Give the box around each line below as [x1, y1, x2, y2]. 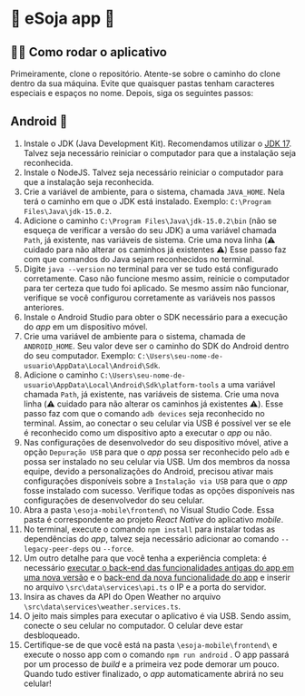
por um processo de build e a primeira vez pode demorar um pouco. [23, 658, 280, 670]
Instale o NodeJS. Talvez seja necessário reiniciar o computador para [23, 167, 284, 178]
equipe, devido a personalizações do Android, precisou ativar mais [23, 466, 274, 476]
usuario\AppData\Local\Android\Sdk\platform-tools [23, 380, 220, 389]
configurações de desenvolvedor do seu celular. [23, 495, 205, 505]
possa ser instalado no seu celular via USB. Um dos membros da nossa [23, 456, 290, 466]
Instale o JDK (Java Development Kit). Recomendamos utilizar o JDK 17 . [23, 138, 292, 149]
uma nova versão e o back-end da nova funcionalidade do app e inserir [23, 572, 291, 583]
